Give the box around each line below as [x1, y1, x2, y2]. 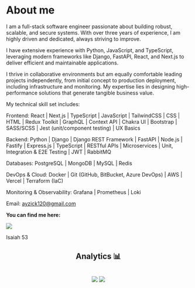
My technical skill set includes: [6, 100, 80, 107]
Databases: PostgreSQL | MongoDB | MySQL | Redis [6, 160, 133, 167]
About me [6, 4, 55, 17]
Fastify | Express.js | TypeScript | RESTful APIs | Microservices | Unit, [6, 142, 173, 149]
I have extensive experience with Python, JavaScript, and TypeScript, [6, 46, 174, 53]
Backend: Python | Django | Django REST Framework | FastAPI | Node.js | [6, 135, 183, 143]
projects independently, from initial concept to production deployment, [6, 77, 177, 84]
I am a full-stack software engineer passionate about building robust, [6, 23, 173, 30]
